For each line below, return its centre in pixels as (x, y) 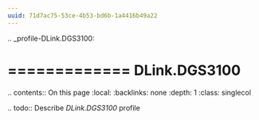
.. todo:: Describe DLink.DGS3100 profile (74, 107)
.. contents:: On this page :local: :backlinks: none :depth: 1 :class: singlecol (129, 92)
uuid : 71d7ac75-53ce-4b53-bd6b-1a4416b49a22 (82, 15)
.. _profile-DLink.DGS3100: (51, 38)
